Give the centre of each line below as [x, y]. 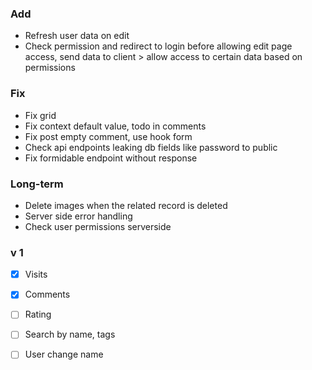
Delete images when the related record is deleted [126, 205]
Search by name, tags [70, 334]
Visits [36, 274]
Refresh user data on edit [77, 36]
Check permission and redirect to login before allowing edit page [158, 46]
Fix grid [40, 115]
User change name [64, 354]
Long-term [37, 184]
